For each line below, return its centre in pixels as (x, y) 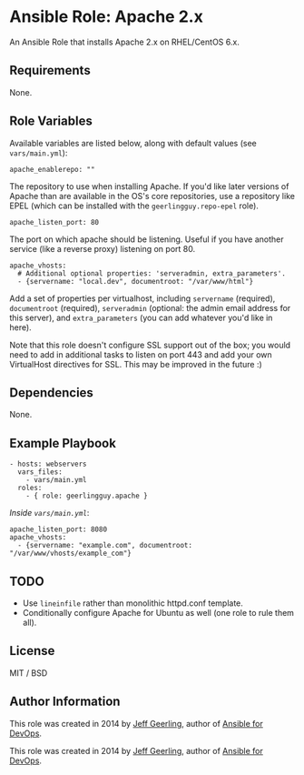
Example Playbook (63, 443)
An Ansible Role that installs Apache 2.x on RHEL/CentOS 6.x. (125, 42)
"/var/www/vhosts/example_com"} (70, 554)
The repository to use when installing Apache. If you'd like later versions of (149, 186)
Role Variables (51, 121)
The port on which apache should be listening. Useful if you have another (147, 239)
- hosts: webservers (49, 464)
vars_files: (40, 472)
